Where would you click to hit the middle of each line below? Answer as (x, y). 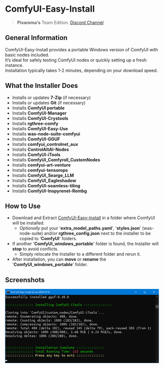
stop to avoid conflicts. (35, 249)
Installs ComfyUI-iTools (36, 154)
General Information (36, 38)
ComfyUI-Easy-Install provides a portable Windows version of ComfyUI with (82, 49)
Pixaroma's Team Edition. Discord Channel (60, 22)
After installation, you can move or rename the (59, 259)
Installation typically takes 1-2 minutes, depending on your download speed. (82, 70)
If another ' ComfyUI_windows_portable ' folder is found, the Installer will (85, 244)
